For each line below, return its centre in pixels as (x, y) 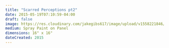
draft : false (19, 19)
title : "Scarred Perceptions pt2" (41, 10)
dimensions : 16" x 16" (29, 33)
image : (12, 24)
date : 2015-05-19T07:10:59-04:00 (40, 14)
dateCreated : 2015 (24, 38)
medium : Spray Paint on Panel (37, 28)
